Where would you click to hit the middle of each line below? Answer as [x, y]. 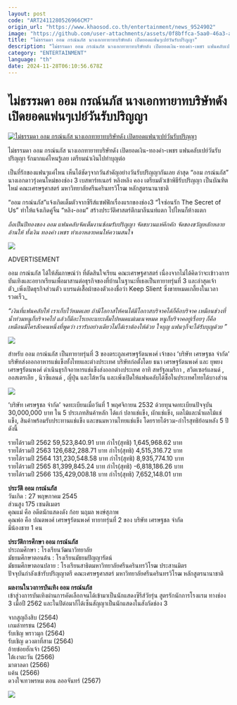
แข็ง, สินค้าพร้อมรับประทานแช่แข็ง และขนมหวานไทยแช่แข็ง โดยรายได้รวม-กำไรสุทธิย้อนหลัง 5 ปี [118, 420]
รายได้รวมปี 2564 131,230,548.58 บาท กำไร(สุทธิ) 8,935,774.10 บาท [96, 458]
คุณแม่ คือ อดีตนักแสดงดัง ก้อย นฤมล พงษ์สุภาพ [63, 512]
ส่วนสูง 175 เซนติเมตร [34, 504]
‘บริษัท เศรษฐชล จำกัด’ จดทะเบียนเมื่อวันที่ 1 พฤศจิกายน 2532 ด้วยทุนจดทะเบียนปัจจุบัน [110, 404]
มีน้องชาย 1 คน [25, 527]
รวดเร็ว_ [18, 297]
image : [18, 33]
